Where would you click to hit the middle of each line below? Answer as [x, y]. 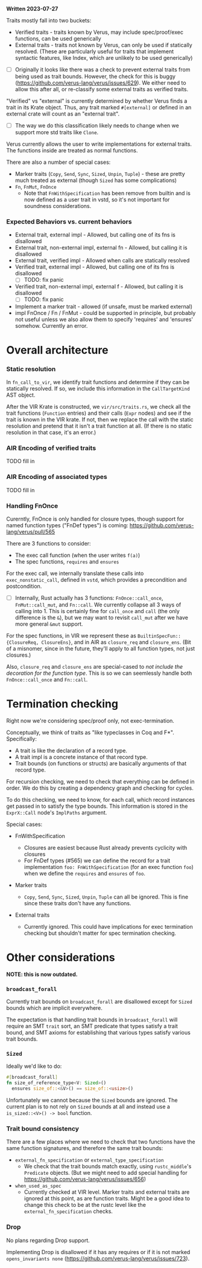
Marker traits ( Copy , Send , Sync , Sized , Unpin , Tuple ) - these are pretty [100, 174]
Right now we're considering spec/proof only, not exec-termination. [90, 720]
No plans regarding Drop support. [48, 1240]
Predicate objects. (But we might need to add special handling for [106, 1173]
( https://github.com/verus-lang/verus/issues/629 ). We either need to [100, 83]
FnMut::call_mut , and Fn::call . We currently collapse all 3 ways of [98, 605]
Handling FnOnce [32, 506]
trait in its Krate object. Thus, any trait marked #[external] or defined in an [99, 108]
